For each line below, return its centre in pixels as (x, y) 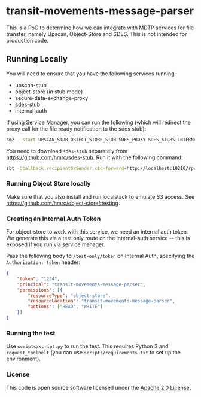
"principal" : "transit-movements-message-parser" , (81, 284)
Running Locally (37, 59)
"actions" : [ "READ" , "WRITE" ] (65, 307)
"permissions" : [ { (40, 290)
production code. (28, 40)
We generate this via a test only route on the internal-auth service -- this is (98, 238)
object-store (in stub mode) (49, 92)
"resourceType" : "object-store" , (69, 296)
